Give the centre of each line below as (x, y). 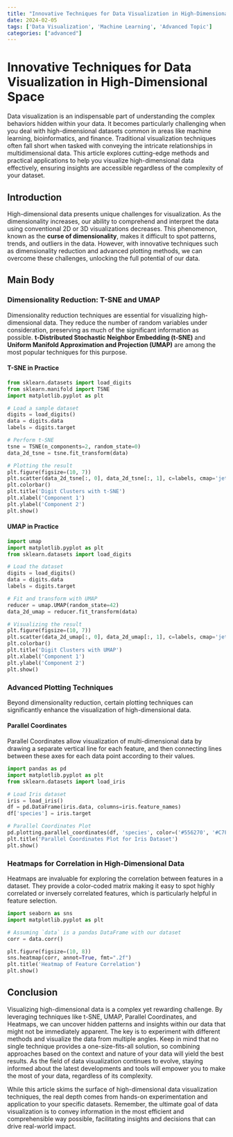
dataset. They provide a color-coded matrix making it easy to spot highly (111, 886)
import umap (24, 541)
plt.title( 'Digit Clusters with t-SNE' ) (67, 492)
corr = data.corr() (35, 939)
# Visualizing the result (44, 624)
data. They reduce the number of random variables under (126, 322)
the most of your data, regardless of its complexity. (80, 1076)
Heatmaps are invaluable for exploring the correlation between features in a (115, 879)
